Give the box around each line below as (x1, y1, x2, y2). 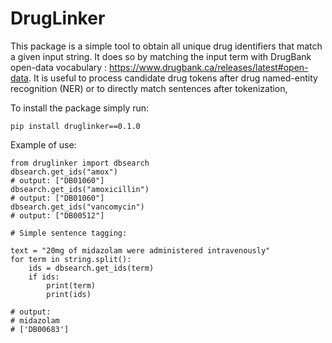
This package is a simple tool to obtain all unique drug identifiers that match (10, 40, 323, 52)
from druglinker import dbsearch (10, 158, 150, 168)
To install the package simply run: (10, 102, 150, 114)
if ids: (28, 272, 60, 282)
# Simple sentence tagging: (10, 228, 128, 238)
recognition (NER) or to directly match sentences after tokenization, (10, 82, 288, 94)
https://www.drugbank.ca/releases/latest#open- (109, 61, 309, 73)
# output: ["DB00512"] (10, 210, 105, 221)
